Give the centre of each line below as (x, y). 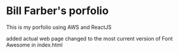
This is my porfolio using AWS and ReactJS (59, 27)
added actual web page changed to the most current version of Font (89, 38)
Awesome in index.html (35, 45)
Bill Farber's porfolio (57, 11)
